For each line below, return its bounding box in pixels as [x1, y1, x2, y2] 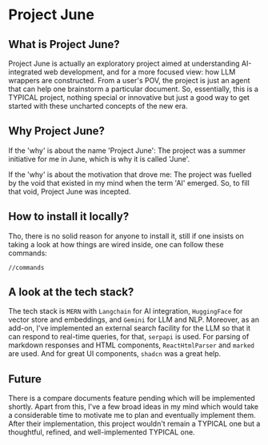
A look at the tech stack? [8, 286, 134, 299]
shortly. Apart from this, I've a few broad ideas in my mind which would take [8, 402, 259, 411]
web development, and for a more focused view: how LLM [43, 67, 236, 77]
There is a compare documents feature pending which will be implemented [8, 394, 256, 403]
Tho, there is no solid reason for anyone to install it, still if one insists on [8, 231, 244, 241]
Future [8, 372, 42, 386]
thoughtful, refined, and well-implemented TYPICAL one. [8, 427, 195, 437]
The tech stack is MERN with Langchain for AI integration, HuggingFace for [8, 307, 243, 316]
